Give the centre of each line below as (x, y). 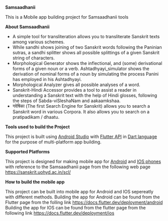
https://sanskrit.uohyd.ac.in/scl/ (38, 172)
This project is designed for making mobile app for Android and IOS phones (83, 161)
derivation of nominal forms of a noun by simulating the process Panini (86, 74)
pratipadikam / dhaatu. (36, 117)
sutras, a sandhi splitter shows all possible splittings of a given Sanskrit (86, 53)
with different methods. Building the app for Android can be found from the (82, 197)
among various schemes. (39, 42)
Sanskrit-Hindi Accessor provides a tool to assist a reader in (74, 90)
